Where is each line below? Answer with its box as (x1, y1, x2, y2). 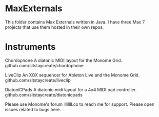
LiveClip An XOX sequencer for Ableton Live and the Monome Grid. (5, 72, 140, 78)
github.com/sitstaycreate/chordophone (5, 62, 84, 68)
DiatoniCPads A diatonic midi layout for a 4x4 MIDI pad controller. (5, 86, 137, 93)
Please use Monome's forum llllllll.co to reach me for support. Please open (5, 101, 155, 107)
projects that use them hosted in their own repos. (5, 24, 104, 30)
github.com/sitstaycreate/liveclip (5, 77, 71, 83)
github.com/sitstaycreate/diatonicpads (5, 92, 83, 97)
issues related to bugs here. (5, 106, 61, 112)
